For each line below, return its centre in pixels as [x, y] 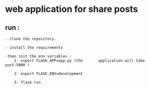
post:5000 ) [17, 65]
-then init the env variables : [38, 56]
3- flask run [27, 83]
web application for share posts [72, 9]
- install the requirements [34, 48]
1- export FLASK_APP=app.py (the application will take [79, 61]
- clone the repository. [31, 39]
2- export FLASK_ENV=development [49, 74]
